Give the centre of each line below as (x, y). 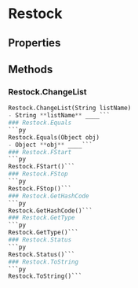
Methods (31, 69)
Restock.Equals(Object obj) (54, 137)
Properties (34, 43)
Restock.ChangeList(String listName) (70, 108)
